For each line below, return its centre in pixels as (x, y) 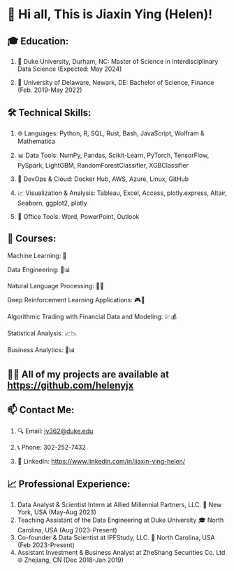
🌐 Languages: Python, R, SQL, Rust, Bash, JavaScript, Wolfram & (111, 133)
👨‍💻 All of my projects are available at (88, 375)
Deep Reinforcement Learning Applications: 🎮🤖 (76, 300)
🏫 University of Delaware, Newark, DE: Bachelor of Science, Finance (116, 82)
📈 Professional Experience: (69, 484)
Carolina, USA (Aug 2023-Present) (67, 530)
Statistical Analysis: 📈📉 (42, 333)
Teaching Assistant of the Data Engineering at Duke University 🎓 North (120, 520)
